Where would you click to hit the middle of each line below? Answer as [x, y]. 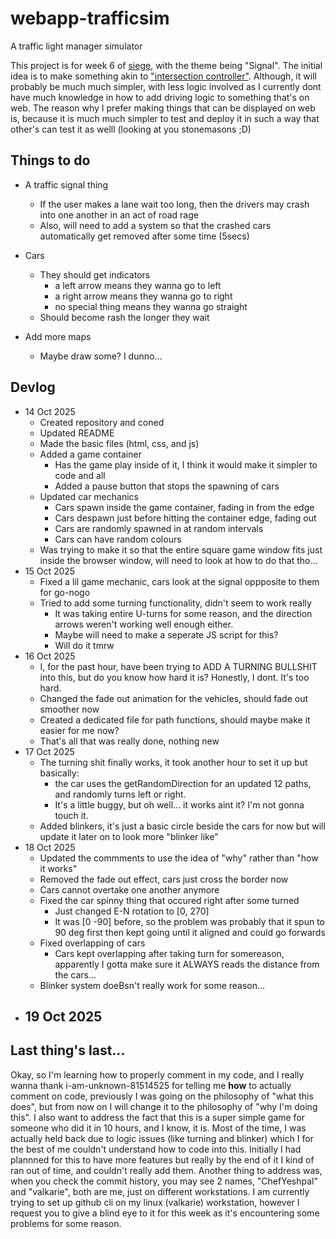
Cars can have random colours [118, 539]
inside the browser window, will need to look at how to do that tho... [178, 560]
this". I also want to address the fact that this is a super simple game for [158, 1117]
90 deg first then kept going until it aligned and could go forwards [190, 932]
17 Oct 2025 [49, 751]
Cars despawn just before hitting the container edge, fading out [185, 518]
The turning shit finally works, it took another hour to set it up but [173, 762]
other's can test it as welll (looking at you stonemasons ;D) [131, 129]
